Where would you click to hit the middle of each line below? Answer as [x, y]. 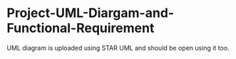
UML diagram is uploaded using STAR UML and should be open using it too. [118, 48]
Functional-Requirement [81, 28]
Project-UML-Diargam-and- [91, 13]
